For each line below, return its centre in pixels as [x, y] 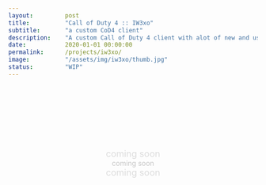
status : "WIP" [46, 67]
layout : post [44, 15]
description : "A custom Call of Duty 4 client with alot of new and [129, 38]
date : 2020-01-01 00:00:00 [70, 45]
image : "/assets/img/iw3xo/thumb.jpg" [88, 60]
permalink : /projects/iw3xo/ [65, 52]
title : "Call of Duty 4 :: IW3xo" [81, 23]
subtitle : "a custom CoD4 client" [76, 30]
